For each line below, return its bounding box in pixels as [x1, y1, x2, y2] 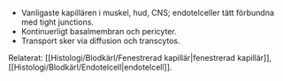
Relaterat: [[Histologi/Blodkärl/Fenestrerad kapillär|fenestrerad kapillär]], [8, 53, 272, 63]
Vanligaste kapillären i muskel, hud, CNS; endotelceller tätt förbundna [20, 8, 275, 18]
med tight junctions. [20, 17, 95, 27]
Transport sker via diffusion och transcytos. [20, 35, 180, 46]
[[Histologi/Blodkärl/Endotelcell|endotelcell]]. [8, 62, 172, 72]
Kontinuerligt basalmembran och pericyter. [20, 26, 178, 36]
